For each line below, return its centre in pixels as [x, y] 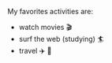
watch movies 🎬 [45, 27]
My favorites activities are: [50, 11]
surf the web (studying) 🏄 [61, 39]
